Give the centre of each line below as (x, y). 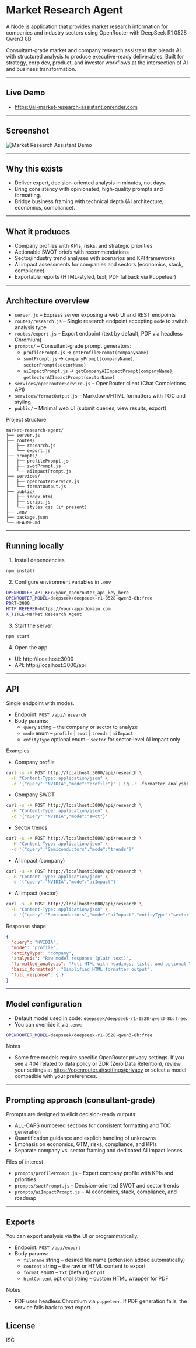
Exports (21, 1222)
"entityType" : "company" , (43, 953)
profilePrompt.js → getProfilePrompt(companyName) (86, 352)
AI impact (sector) (36, 893)
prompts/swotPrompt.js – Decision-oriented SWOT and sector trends (97, 1186)
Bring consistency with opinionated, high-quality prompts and (89, 189)
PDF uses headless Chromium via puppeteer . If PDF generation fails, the (101, 1301)
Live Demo (26, 93)
